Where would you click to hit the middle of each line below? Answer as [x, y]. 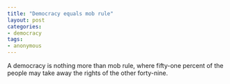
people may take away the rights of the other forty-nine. [88, 73]
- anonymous [24, 46]
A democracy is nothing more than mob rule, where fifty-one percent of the [115, 66]
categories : [24, 26]
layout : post [26, 20]
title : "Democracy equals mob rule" [60, 14]
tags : [15, 40]
